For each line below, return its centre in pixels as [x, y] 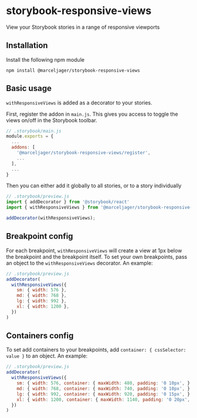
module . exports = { [30, 136]
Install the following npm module [45, 59]
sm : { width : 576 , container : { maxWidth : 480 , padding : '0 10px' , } [103, 383]
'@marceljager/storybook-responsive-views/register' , [84, 153]
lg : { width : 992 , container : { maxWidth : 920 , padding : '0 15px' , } [103, 394]
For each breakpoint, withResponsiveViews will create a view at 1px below [94, 250]
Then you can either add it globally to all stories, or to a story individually [94, 186]
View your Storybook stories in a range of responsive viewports [83, 27]
